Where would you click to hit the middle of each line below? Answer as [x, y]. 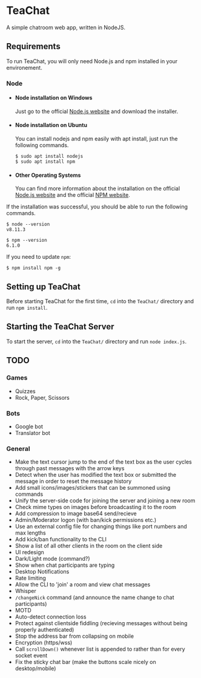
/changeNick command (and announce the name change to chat [94, 598]
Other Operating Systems [48, 175]
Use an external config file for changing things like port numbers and [101, 527]
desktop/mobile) [35, 668]
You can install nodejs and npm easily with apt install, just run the [96, 139]
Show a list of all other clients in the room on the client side [89, 546]
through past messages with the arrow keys [70, 468]
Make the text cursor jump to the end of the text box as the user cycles [103, 462]
